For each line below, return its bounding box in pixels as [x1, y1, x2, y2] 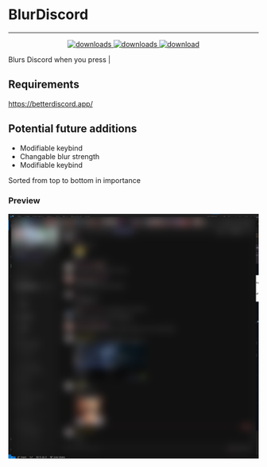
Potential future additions [8, 122, 137, 136]
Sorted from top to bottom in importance [8, 175, 141, 185]
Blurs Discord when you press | [8, 54, 111, 64]
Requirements [8, 78, 79, 91]
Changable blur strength [19, 151, 100, 161]
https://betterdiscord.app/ [8, 99, 93, 108]
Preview [8, 195, 41, 206]
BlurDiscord [8, 6, 89, 24]
